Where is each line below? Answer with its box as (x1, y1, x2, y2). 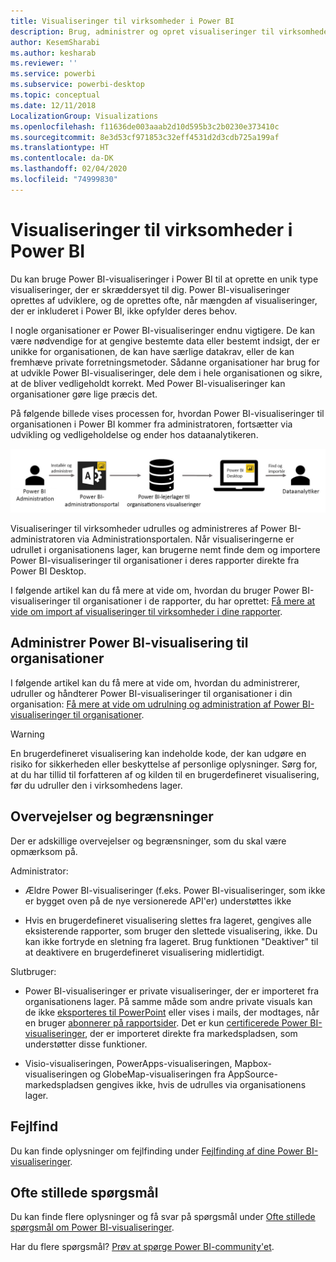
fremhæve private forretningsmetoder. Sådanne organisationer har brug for (10, 356, 320, 368)
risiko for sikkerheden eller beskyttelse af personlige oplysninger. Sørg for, (10, 758, 318, 770)
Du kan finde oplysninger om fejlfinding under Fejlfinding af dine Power (10, 1145, 304, 1157)
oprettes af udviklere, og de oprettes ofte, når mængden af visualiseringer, (10, 294, 318, 306)
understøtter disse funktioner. (24, 1038, 148, 1050)
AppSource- (227, 1068, 278, 1080)
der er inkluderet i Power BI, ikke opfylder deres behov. (10, 305, 238, 317)
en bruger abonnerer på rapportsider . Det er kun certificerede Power (24, 1016, 308, 1029)
